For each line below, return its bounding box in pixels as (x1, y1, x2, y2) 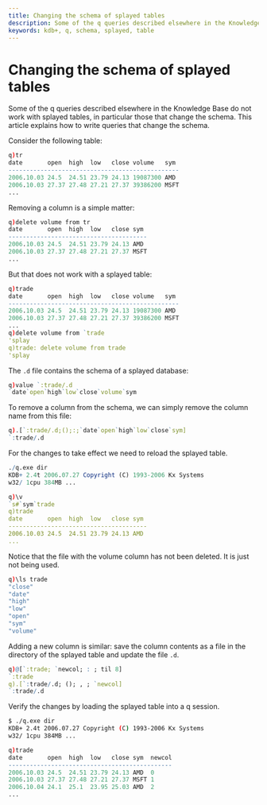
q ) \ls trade (8, 575, 48, 583)
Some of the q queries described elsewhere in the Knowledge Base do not (8, 104, 252, 114)
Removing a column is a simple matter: (8, 203, 135, 212)
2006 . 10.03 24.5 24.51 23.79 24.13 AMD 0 (8, 768, 155, 776)
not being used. (8, 559, 60, 569)
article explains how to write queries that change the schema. (8, 121, 211, 130)
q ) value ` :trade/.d (8, 381, 73, 389)
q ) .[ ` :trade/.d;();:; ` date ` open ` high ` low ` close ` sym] (8, 427, 187, 435)
